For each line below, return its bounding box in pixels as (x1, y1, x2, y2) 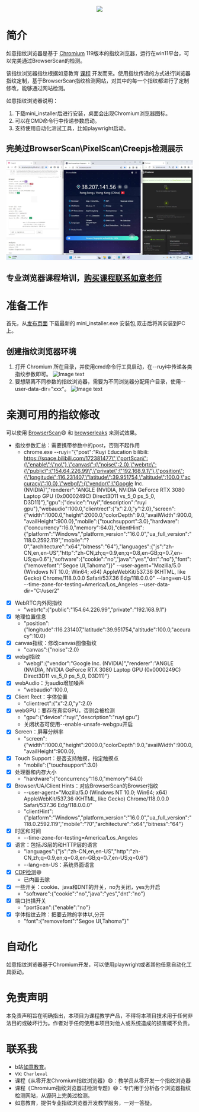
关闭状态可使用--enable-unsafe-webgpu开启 (23, 721, 133, 728)
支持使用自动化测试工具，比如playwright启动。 (14, 125, 129, 132)
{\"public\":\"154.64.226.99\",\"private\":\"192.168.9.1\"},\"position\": (23, 468, 185, 475)
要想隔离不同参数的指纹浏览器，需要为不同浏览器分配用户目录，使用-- (14, 378, 186, 385)
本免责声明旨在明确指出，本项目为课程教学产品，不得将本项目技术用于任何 (6, 1012, 188, 1019)
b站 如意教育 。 (14, 1063, 50, 1070)
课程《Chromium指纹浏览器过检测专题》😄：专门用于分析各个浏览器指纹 (14, 1084, 191, 1091)
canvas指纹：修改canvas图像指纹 (14, 640, 97, 647)
